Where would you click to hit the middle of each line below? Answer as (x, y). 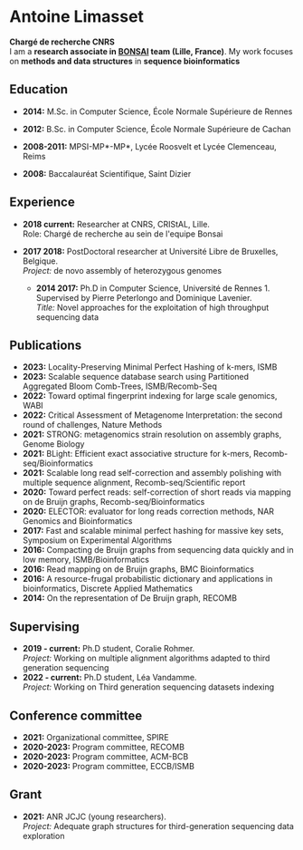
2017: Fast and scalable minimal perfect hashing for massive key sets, (153, 531)
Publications (46, 345)
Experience (42, 203)
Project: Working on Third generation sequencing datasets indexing (148, 687)
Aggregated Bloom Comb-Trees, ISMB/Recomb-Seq (119, 386)
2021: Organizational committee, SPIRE (95, 737)
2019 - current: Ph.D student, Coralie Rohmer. (109, 649)
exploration (43, 836)
